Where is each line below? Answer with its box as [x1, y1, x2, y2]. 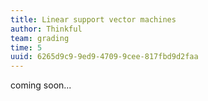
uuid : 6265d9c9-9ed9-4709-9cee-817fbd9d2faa [10, 52, 199, 62]
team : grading [10, 33, 70, 43]
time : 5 [10, 42, 43, 53]
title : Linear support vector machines [10, 14, 177, 25]
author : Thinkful [10, 24, 83, 34]
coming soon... [10, 79, 72, 91]
